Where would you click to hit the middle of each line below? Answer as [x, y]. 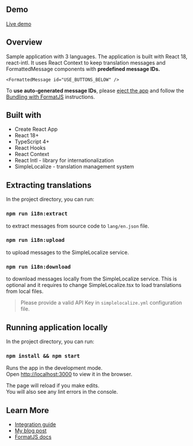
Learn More [28, 410]
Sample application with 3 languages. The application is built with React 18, [97, 56]
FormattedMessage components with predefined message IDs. [83, 69]
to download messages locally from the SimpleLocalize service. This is [92, 279]
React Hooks [30, 148]
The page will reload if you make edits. [53, 386]
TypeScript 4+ [32, 142]
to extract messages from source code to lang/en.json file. [78, 226]
